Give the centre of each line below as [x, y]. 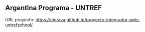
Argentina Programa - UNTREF [54, 8]
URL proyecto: [20, 19]
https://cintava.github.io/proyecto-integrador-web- [88, 19]
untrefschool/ [19, 25]
